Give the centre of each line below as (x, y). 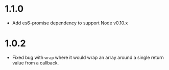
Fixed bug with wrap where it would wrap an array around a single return (88, 57)
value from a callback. (35, 63)
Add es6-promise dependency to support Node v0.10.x (70, 23)
